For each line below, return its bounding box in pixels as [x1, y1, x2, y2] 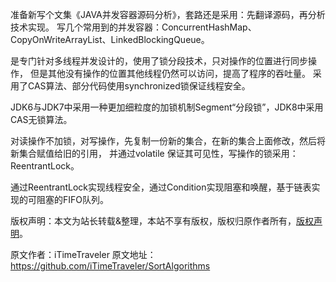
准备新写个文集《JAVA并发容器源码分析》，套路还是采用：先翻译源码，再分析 [10, 9, 326, 20]
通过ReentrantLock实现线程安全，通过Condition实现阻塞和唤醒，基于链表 [10, 181, 312, 193]
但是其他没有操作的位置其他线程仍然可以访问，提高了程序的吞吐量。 [29, 68, 311, 79]
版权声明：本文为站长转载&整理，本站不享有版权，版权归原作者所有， [10, 215, 297, 227]
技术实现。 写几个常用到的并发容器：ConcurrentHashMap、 [10, 21, 257, 33]
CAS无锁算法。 [10, 114, 73, 125]
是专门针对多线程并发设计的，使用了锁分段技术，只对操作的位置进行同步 [10, 55, 308, 67]
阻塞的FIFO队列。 [36, 194, 109, 205]
